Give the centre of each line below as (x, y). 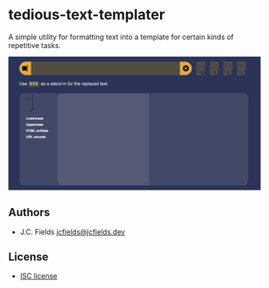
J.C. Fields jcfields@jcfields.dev (72, 232)
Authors (29, 212)
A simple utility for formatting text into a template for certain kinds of (121, 37)
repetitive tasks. (35, 45)
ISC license (38, 276)
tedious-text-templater (87, 15)
